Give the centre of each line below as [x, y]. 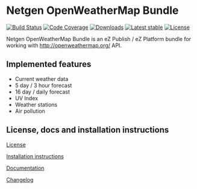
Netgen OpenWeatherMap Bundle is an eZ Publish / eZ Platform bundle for [99, 39]
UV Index [26, 98]
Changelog [20, 179]
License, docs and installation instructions [88, 130]
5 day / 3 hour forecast [43, 85]
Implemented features [49, 64]
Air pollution [30, 111]
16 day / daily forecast [42, 92]
